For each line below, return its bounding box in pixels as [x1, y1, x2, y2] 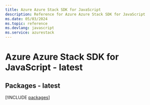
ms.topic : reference [5, 21, 48, 26]
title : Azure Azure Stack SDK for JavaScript [5, 7, 101, 12]
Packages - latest [5, 81, 61, 90]
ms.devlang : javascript [5, 26, 55, 31]
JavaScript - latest [5, 62, 83, 73]
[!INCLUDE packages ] [5, 95, 50, 100]
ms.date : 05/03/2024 [5, 16, 48, 21]
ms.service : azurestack [5, 30, 55, 35]
